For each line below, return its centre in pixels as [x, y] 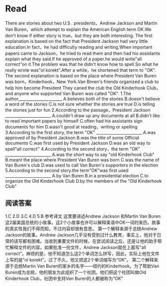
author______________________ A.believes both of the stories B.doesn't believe [83, 99]
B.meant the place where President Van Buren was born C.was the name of [82, 159]
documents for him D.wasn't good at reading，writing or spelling [71, 127]
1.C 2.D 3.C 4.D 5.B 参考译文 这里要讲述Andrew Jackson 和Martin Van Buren [83, 216]
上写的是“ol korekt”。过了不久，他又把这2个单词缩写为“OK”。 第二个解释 [80, 260]
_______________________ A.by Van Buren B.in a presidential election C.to [77, 175]
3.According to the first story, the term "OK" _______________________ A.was [81, 132]
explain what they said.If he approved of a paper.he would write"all [74, 59]
